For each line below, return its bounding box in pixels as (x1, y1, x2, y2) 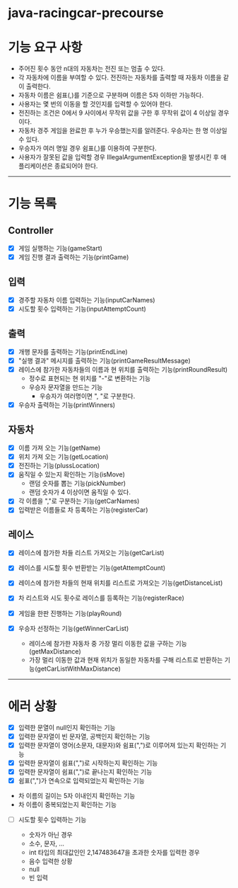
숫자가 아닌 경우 (28, 831, 73, 838)
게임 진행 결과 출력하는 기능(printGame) (18, 253, 129, 261)
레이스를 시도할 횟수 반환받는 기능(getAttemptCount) (18, 564, 166, 572)
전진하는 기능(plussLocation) (18, 462, 100, 470)
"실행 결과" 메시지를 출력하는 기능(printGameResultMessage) (18, 356, 191, 365)
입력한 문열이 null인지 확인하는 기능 (18, 723, 116, 732)
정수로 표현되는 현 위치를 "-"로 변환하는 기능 (28, 374, 151, 383)
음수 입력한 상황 (28, 857, 73, 865)
